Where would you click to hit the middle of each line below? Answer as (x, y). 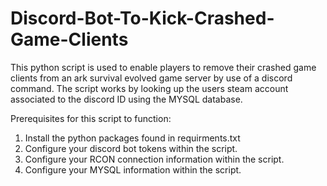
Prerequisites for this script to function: (91, 118)
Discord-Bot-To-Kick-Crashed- (142, 18)
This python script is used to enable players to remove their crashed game (163, 67)
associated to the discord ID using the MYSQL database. (126, 99)
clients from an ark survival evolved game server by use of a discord (151, 78)
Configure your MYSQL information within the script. (133, 169)
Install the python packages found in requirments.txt (132, 138)
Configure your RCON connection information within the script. (154, 159)
